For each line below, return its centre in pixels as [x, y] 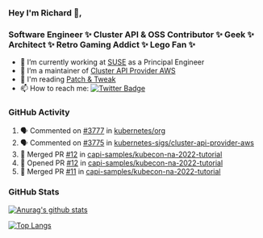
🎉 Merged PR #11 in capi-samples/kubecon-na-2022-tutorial [120, 171]
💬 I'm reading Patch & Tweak [68, 79]
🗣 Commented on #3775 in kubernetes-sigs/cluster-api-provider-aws [137, 142]
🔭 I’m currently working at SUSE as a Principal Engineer [112, 62]
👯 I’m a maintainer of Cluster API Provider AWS [98, 71]
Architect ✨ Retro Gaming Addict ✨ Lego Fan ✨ [102, 44]
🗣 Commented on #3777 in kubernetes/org [93, 130]
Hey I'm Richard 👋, [45, 13]
